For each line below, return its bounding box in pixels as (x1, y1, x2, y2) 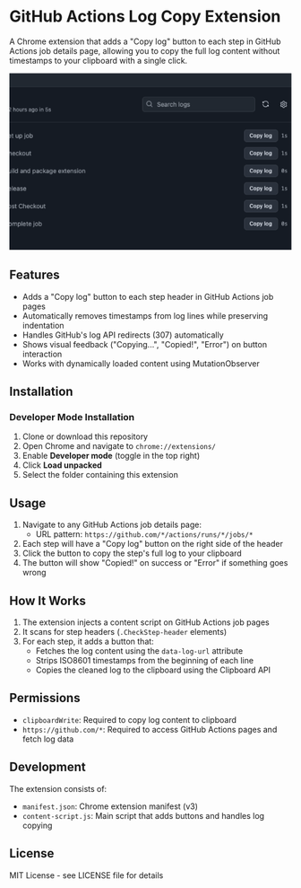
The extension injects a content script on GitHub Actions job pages (21, 617, 271, 628)
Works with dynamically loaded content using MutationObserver (21, 357, 260, 369)
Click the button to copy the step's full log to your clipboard (21, 548, 242, 558)
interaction (21, 348, 63, 359)
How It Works (9, 593, 87, 608)
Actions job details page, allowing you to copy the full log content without (9, 45, 280, 56)
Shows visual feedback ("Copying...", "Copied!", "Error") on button (21, 338, 267, 349)
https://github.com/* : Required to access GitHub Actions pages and (21, 724, 278, 734)
